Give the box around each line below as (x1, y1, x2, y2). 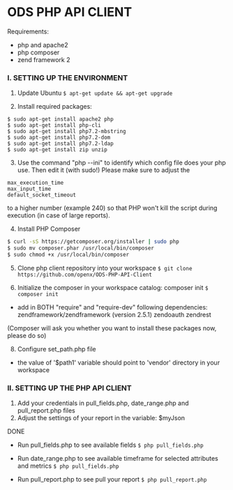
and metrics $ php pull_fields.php (17, 461, 119, 470)
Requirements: (7, 27, 49, 36)
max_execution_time (7, 179, 64, 187)
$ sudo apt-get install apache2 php (7, 116, 114, 123)
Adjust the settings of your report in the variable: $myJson (17, 414, 186, 422)
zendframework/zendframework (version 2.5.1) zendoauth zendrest (17, 310, 211, 319)
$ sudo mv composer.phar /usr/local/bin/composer (7, 245, 155, 252)
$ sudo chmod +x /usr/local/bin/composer (7, 251, 130, 258)
